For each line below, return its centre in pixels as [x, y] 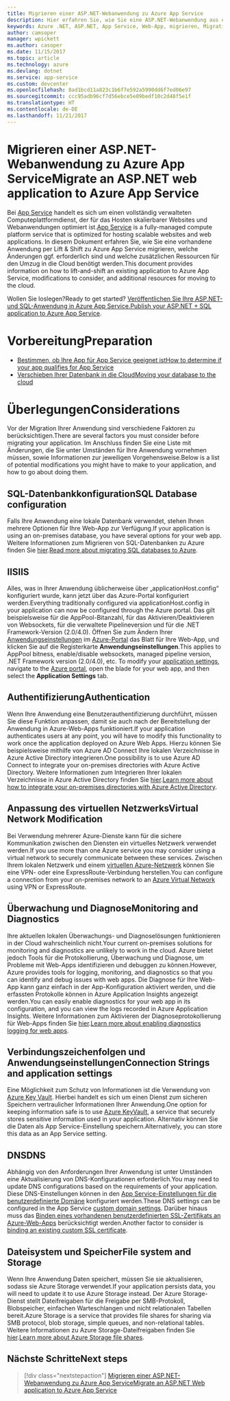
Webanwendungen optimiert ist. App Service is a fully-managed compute [110, 227]
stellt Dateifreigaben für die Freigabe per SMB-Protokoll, [106, 1301]
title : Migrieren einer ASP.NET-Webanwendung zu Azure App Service [105, 13]
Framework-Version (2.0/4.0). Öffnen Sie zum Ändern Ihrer [90, 632]
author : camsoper [32, 33]
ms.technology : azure [38, 65]
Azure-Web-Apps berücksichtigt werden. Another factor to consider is [105, 1223]
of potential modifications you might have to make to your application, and [112, 465]
